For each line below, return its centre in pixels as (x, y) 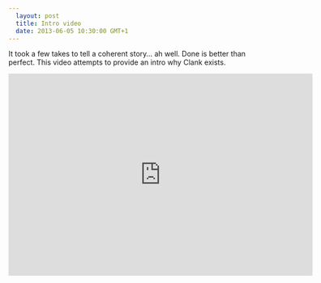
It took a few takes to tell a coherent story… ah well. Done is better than (127, 54)
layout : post (38, 16)
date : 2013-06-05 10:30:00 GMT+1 (72, 31)
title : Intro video (49, 23)
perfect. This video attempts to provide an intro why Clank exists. (117, 62)
